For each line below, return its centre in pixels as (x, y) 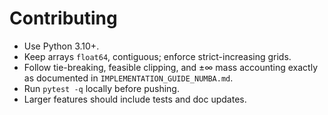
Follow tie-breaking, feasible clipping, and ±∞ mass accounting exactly (170, 67)
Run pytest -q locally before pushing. (101, 88)
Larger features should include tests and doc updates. (135, 99)
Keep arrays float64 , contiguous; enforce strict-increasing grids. (157, 56)
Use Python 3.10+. (61, 46)
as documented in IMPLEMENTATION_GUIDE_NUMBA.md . (128, 78)
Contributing (63, 18)
